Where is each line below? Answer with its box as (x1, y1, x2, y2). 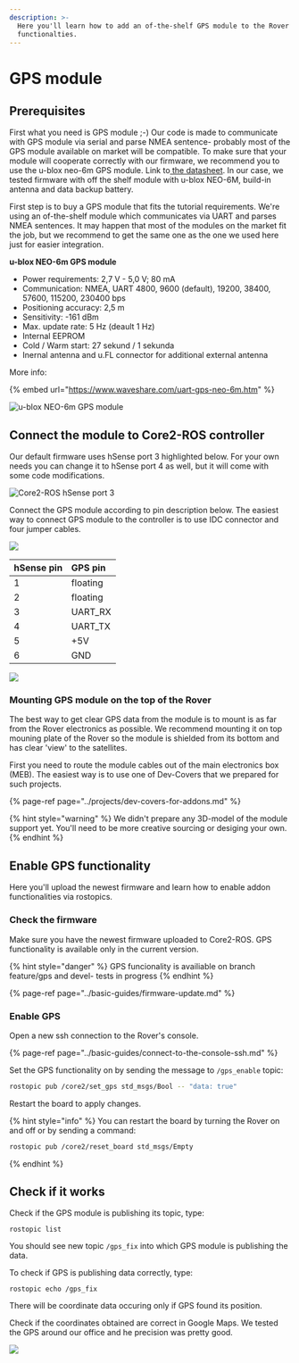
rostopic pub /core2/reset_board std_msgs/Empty (9, 1142, 194, 1151)
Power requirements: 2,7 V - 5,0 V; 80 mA (21, 274, 176, 285)
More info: (9, 367, 47, 378)
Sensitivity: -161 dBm (21, 312, 100, 322)
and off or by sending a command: (9, 1125, 137, 1135)
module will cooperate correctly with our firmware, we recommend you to (9, 155, 280, 166)
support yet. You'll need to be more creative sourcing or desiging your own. (9, 823, 287, 834)
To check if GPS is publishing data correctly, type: (9, 1267, 194, 1278)
